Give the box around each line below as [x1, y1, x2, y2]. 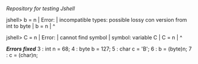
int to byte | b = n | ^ [6, 23, 55, 29]
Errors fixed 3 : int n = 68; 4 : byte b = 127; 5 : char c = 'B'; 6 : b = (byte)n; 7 [6, 45, 192, 52]
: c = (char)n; [6, 52, 39, 58]
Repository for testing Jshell [6, 5, 76, 12]
